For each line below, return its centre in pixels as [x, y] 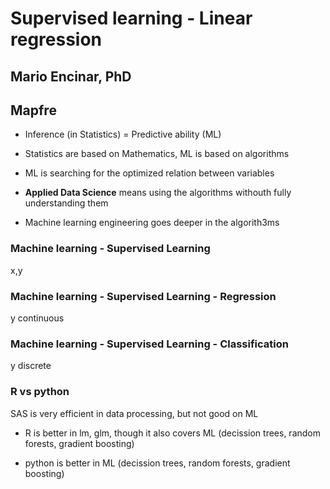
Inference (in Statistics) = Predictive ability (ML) [123, 134]
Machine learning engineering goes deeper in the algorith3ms [152, 223]
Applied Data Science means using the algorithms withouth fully [158, 193]
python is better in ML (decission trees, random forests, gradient [157, 463]
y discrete [31, 366]
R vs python [40, 392]
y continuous [37, 318]
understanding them [66, 203]
